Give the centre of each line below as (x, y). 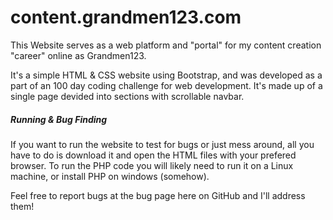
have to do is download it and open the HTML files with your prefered (153, 155)
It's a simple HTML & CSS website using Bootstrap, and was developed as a (166, 75)
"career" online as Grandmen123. (78, 55)
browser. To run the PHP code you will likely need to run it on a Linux (152, 165)
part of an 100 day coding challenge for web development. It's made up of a (166, 85)
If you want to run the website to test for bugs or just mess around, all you (162, 144)
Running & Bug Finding (59, 119)
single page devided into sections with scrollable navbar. (127, 96)
